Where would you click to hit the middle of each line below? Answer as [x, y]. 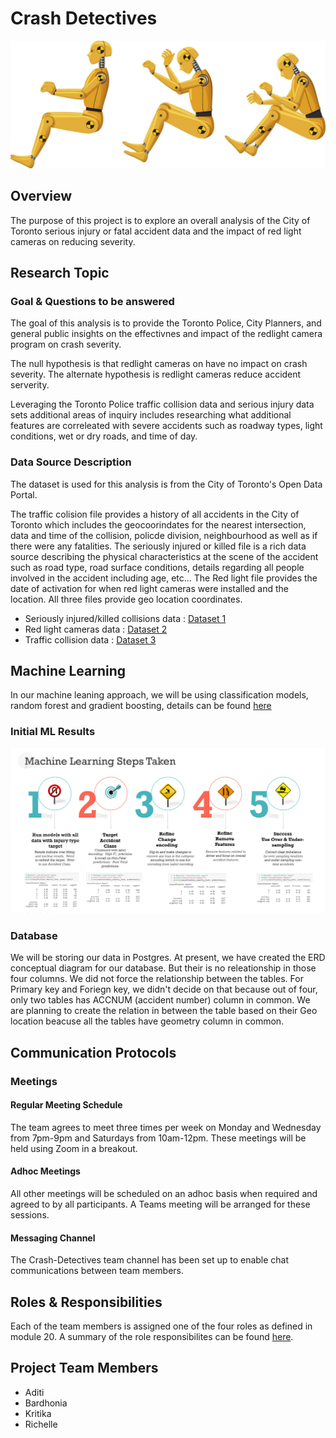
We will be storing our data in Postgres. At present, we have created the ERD [168, 958]
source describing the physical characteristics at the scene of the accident [164, 556]
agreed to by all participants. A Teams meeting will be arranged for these [160, 1204]
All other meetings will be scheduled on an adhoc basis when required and [164, 1193]
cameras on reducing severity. [73, 241]
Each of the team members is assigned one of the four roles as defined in [161, 1326]
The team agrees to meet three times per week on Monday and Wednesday [166, 1127]
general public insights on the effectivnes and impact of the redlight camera [166, 334]
